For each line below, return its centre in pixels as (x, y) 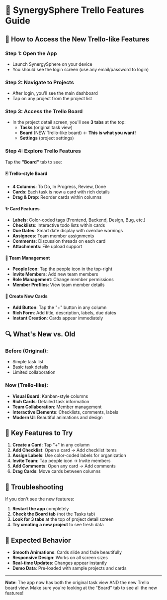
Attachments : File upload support (47, 247)
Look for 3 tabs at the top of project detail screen (63, 519)
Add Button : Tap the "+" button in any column (59, 307)
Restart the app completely (41, 509)
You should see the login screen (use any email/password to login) (81, 69)
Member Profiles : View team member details (58, 285)
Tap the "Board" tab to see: (34, 162)
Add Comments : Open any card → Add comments (64, 466)
